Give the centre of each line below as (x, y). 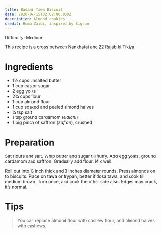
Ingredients (29, 67)
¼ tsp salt (22, 112)
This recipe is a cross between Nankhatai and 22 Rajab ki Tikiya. (70, 47)
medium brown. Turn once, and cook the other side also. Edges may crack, (81, 182)
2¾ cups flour (26, 96)
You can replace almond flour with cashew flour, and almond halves (86, 221)
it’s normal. (16, 187)
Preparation (30, 142)
